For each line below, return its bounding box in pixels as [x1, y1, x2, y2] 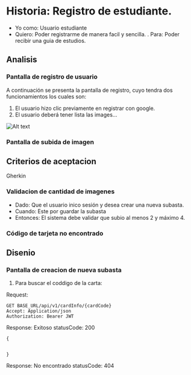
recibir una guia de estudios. [14, 37, 86, 44]
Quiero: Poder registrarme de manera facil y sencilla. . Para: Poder [14, 30, 180, 37]
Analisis [6, 54, 37, 65]
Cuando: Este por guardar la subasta [14, 207, 107, 215]
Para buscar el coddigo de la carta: [14, 280, 102, 287]
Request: [6, 291, 28, 298]
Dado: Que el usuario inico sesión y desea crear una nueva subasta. [14, 201, 184, 208]
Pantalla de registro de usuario [6, 72, 98, 81]
